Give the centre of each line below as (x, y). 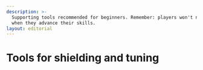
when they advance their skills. (54, 23)
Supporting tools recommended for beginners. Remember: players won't (102, 17)
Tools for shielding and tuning (83, 58)
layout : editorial (29, 28)
